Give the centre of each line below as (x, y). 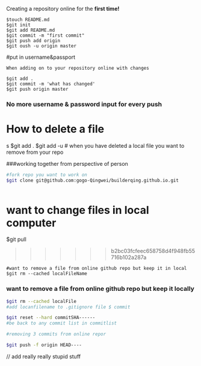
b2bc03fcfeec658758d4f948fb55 (153, 251)
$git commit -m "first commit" (45, 35)
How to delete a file (55, 129)
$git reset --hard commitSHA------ (51, 318)
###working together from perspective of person (67, 163)
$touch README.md (28, 20)
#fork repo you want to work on (47, 175)
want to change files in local (78, 210)
